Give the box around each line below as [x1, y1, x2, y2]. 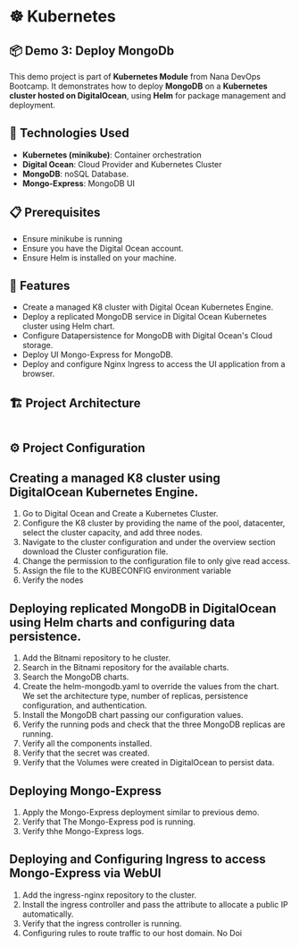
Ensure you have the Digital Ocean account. [21, 243, 184, 253]
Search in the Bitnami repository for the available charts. [21, 662, 229, 673]
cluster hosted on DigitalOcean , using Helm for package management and [9, 90, 287, 100]
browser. [21, 369, 55, 380]
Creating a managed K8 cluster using [9, 471, 220, 486]
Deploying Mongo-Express [9, 783, 162, 798]
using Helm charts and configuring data [9, 615, 236, 630]
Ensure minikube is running [21, 233, 123, 243]
